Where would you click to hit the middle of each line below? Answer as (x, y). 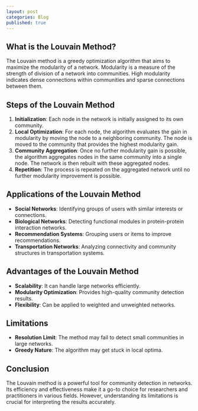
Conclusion (28, 369)
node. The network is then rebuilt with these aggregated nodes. (92, 163)
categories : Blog (27, 17)
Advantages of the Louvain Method (72, 271)
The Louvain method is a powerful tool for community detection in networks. (99, 383)
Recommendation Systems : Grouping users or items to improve (93, 234)
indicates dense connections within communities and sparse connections (95, 80)
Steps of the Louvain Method (61, 105)
